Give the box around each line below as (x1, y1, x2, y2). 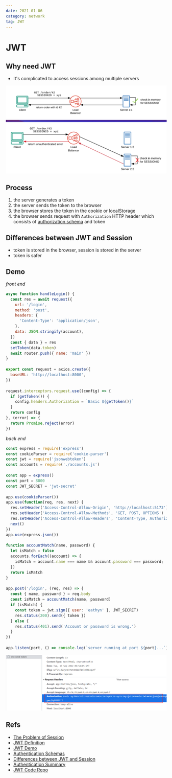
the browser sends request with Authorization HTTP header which (13, 213, 155, 219)
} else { (10, 619, 29, 624)
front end (6, 281, 26, 287)
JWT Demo (13, 745, 37, 751)
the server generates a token (13, 197, 75, 203)
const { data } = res (10, 340, 57, 345)
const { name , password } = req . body (10, 591, 91, 597)
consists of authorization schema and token (13, 219, 106, 225)
